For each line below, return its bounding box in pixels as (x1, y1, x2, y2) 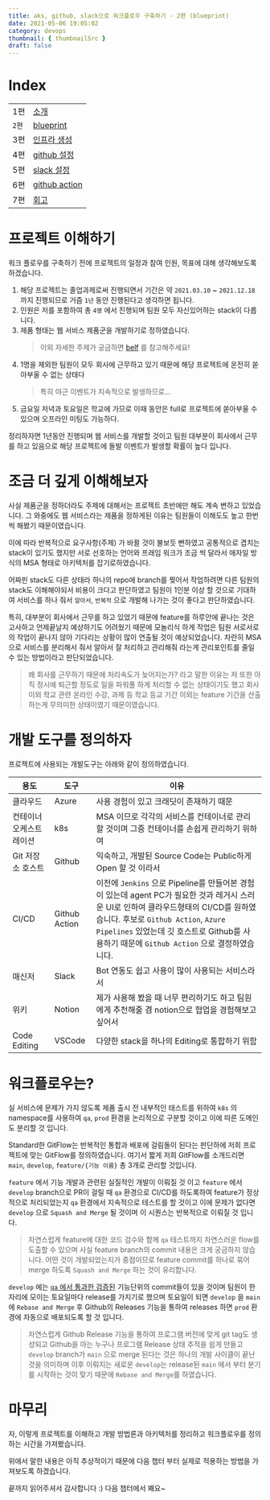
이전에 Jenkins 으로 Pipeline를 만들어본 (96, 877, 239, 888)
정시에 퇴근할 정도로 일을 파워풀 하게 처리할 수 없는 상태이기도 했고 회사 (36, 680, 260, 689)
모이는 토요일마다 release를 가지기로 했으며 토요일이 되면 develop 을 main (29, 1291, 261, 1301)
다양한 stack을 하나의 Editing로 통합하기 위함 (96, 1035, 257, 1047)
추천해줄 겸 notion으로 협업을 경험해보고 (112, 1004, 257, 1015)
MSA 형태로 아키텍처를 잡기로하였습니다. (22, 557, 151, 568)
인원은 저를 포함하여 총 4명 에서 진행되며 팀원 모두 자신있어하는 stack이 (19, 305, 243, 315)
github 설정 (33, 150, 75, 161)
